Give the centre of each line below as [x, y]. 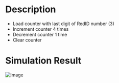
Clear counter [27, 40]
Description [31, 9]
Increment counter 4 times [41, 29]
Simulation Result [43, 61]
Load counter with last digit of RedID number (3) [64, 24]
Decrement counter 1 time [40, 34]
